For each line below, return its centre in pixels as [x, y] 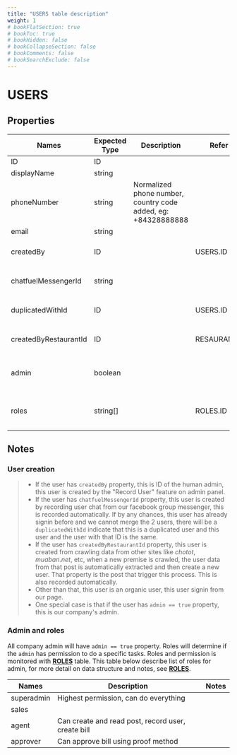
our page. [49, 597]
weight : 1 [22, 21]
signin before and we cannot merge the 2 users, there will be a [126, 522]
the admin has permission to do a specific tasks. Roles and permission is [112, 653]
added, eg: [151, 211]
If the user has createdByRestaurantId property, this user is [121, 544]
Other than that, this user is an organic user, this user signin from [129, 590]
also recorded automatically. [76, 582]
